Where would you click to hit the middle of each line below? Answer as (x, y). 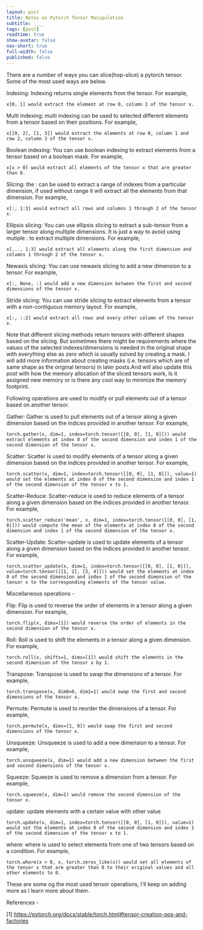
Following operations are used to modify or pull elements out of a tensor (97, 398)
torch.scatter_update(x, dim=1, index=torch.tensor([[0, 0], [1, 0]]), (99, 566)
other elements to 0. (34, 873)
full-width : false (29, 52)
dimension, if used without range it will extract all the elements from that (97, 190)
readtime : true (26, 35)
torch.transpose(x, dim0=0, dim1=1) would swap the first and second (96, 691)
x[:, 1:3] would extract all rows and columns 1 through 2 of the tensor (102, 208)
